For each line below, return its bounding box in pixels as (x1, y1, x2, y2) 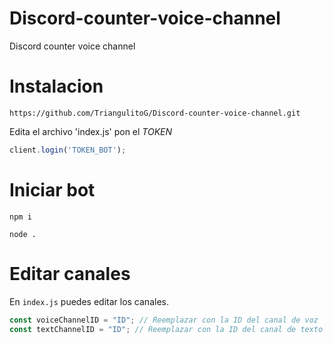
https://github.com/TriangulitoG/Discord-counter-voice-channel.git (9, 108, 301, 118)
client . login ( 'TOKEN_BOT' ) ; (9, 145, 127, 155)
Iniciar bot (9, 178, 96, 201)
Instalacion (9, 75, 104, 98)
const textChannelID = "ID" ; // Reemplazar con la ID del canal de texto (9, 324, 324, 334)
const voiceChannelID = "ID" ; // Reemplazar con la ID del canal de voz (9, 315, 319, 325)
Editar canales (9, 262, 131, 285)
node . (9, 229, 37, 239)
